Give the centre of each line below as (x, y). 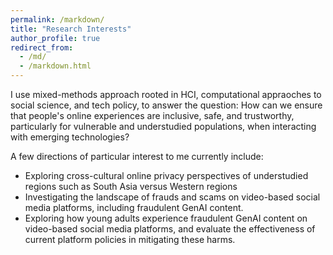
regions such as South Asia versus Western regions (131, 186)
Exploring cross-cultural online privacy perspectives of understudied (166, 175)
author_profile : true (55, 38)
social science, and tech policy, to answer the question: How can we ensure (166, 105)
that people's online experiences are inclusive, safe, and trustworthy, (152, 115)
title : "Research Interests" (71, 29)
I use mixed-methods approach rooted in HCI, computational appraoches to (166, 94)
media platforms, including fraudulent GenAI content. (134, 207)
